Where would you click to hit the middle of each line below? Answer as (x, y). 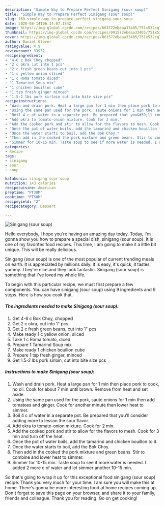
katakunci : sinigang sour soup (37, 179)
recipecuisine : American (30, 188)
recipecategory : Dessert (30, 206)
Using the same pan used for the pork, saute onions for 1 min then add (83, 400)
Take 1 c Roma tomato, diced (41, 340)
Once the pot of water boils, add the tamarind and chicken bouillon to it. (85, 442)
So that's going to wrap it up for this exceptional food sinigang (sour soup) (80, 477)
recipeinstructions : (26, 101)
